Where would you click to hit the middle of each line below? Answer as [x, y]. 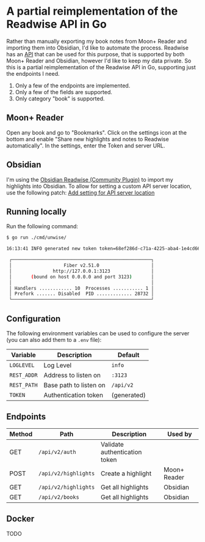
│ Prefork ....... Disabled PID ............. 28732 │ [81, 294]
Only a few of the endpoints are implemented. [73, 85]
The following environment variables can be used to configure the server [98, 333]
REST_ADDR [23, 375]
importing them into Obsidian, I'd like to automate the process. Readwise [98, 48]
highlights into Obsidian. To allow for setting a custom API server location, [99, 186]
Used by [180, 434]
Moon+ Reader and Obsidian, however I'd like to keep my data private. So [99, 61]
